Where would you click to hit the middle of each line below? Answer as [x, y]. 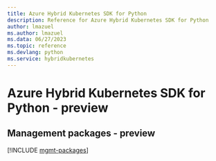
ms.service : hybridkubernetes [51, 59]
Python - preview [58, 108]
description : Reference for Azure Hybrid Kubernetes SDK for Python [108, 20]
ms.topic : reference [37, 46]
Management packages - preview [81, 134]
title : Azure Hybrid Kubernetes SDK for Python [77, 14]
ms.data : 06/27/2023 [37, 40]
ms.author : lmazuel [35, 33]
